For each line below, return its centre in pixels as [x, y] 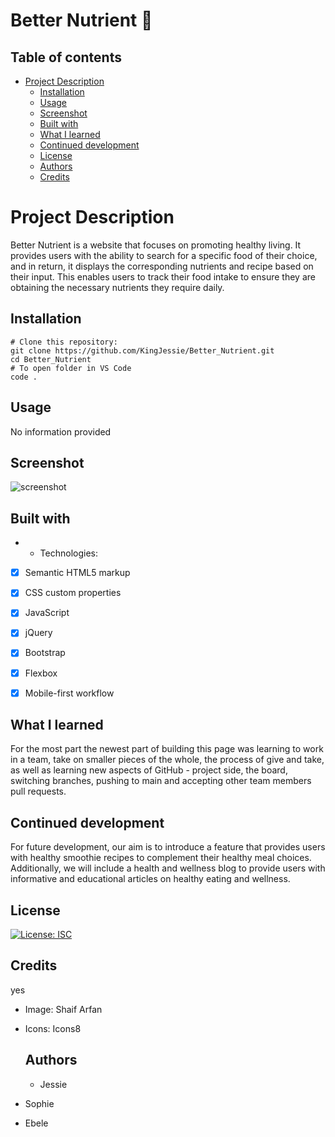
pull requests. [38, 791]
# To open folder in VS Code [71, 368]
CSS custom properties [73, 593]
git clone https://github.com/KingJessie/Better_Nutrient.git [142, 350]
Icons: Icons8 [53, 1028]
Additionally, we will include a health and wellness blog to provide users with [168, 868]
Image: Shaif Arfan [63, 1009]
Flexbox [41, 673]
